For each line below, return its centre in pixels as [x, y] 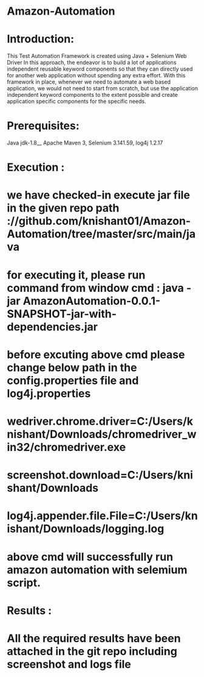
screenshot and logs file [69, 664]
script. [24, 583]
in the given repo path [63, 208]
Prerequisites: [43, 126]
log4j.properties [49, 393]
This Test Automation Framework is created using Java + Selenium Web [97, 56]
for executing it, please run [76, 275]
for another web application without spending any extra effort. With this [96, 76]
